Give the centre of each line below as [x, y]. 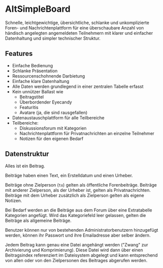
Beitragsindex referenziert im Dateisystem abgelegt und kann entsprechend [81, 255]
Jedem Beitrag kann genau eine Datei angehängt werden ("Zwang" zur [77, 244]
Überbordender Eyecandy [46, 102]
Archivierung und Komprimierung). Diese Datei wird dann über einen [74, 250]
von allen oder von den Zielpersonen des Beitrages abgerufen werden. [76, 260]
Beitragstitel [32, 97]
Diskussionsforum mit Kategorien [53, 128]
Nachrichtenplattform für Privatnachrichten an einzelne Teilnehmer [87, 133]
